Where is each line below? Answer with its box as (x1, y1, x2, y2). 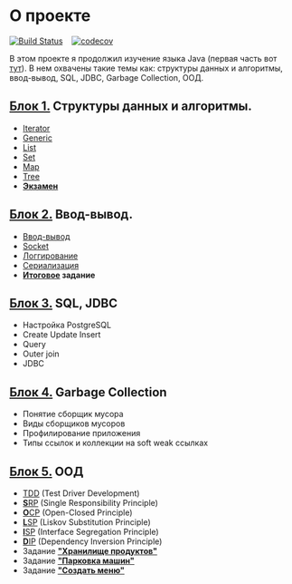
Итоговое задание (22, 269, 96, 280)
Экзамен (22, 180, 59, 191)
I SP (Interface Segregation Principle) (22, 527, 160, 537)
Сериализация (22, 259, 80, 270)
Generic (22, 132, 52, 143)
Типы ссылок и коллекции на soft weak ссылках (22, 437, 209, 449)
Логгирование (22, 250, 79, 261)
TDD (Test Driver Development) (22, 488, 140, 499)
